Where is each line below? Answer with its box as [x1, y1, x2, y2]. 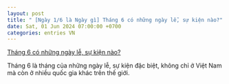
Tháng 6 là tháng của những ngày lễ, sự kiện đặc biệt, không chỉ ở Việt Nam [7, 61, 222, 70]
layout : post [7, 10, 45, 17]
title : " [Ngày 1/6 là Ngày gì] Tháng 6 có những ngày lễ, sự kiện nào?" [7, 17, 223, 23]
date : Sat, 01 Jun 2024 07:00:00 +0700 [7, 23, 122, 30]
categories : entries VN [7, 29, 76, 36]
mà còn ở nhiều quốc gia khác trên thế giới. [7, 69, 130, 77]
